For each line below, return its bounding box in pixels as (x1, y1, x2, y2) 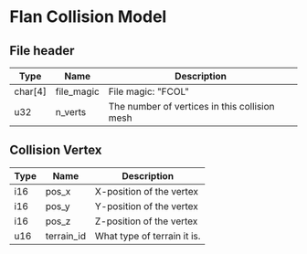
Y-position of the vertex (94, 199, 199, 212)
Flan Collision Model (9, 6, 167, 27)
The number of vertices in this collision (108, 101, 276, 112)
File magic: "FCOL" (108, 85, 190, 98)
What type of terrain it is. (94, 229, 201, 242)
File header (9, 43, 75, 58)
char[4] (14, 85, 48, 98)
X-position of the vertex (94, 185, 199, 197)
